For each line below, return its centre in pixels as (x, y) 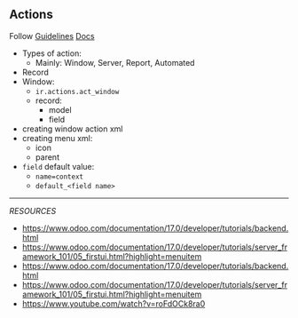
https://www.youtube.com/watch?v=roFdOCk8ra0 (114, 303)
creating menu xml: (57, 138)
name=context (59, 177)
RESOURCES (33, 211)
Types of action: (51, 53)
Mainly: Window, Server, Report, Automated (115, 62)
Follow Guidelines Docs (52, 36)
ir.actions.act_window (77, 91)
